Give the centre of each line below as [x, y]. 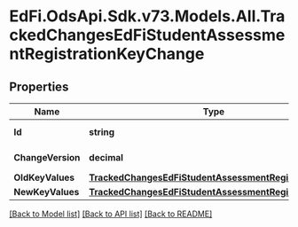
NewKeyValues [47, 192]
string [102, 132]
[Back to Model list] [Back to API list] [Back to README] [111, 214]
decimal [106, 157]
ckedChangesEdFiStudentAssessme [147, 35]
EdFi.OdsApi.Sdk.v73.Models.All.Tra [147, 16]
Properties [39, 86]
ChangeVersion [47, 157]
